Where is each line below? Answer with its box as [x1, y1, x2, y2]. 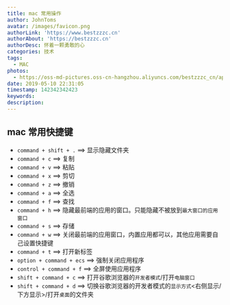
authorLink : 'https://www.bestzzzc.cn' [7, 29, 121, 36]
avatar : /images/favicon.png [7, 23, 90, 29]
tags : [7, 55, 23, 62]
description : [7, 99, 44, 106]
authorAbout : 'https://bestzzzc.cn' [7, 36, 112, 42]
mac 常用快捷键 [7, 126, 73, 138]
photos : [7, 67, 29, 74]
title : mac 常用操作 [7, 10, 62, 17]
